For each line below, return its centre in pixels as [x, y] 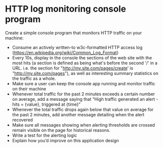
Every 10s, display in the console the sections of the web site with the [82, 57]
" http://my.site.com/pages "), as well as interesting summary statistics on [85, 73]
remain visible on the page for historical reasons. [61, 130]
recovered [22, 120]
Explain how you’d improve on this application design [65, 140]
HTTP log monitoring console [66, 9]
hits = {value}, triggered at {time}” [46, 104]
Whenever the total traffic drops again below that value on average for [83, 109]
